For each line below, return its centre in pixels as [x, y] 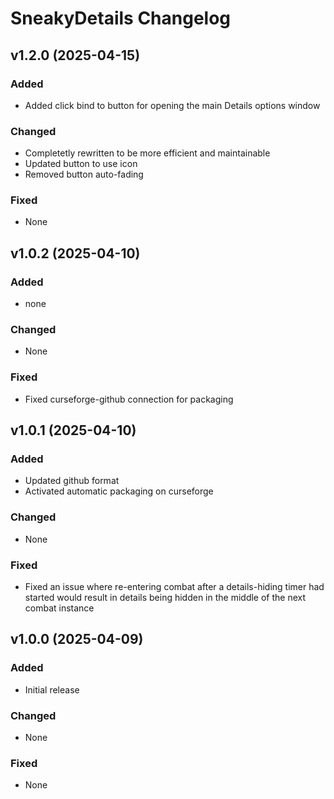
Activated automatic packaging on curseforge [119, 491]
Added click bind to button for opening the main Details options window [172, 105]
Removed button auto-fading [84, 174]
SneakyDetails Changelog [121, 18]
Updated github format [72, 481]
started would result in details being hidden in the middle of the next [165, 598]
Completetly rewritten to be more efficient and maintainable [147, 153]
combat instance [59, 608]
